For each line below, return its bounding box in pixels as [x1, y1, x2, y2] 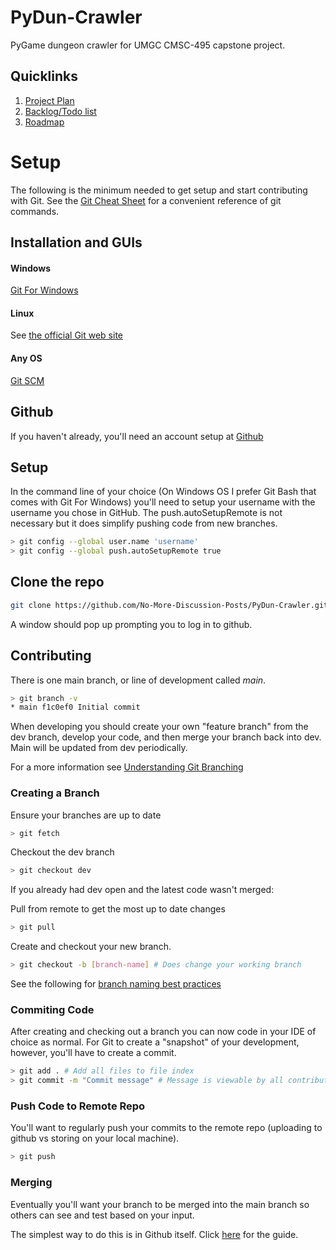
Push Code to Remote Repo [10, 1099, 146, 1113]
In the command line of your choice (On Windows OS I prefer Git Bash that [10, 486, 317, 498]
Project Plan [24, 94, 75, 106]
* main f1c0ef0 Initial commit [10, 702, 141, 713]
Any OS [10, 352, 43, 365]
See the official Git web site [10, 329, 124, 341]
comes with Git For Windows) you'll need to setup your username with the [10, 496, 316, 508]
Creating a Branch [10, 786, 100, 800]
